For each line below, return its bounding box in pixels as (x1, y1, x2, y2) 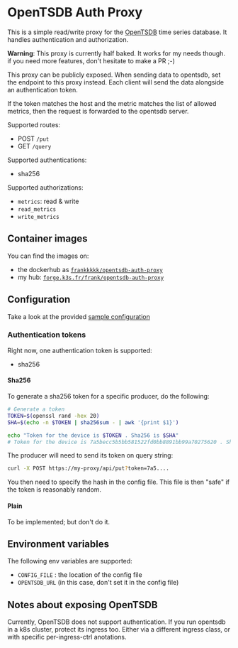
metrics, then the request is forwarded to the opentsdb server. (7, 107, 189, 115)
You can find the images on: (7, 252, 89, 260)
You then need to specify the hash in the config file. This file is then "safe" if (7, 477, 230, 487)
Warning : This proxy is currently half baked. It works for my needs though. (7, 49, 225, 58)
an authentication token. (7, 85, 78, 94)
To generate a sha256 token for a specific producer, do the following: (7, 392, 210, 401)
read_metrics (17, 205, 57, 213)
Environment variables (7, 538, 110, 550)
